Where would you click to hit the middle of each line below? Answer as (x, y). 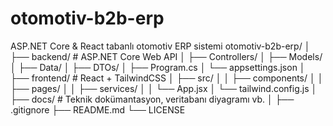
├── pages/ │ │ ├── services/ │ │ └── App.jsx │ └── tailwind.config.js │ (164, 88)
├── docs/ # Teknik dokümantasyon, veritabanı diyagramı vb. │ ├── (152, 99)
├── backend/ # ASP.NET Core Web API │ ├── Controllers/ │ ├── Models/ (166, 56)
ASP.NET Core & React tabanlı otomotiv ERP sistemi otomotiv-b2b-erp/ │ (160, 46)
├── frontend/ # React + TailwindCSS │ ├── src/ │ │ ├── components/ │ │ (167, 78)
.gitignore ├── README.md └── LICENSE (98, 109)
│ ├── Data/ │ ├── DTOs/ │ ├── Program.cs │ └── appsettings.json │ (158, 67)
